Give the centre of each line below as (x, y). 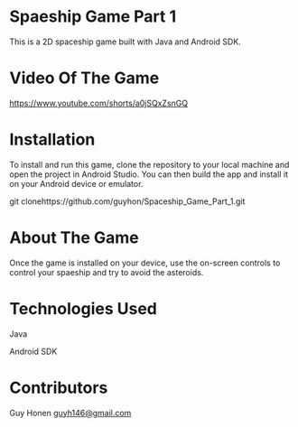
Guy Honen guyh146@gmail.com (70, 413)
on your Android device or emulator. (76, 183)
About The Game (74, 237)
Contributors (59, 388)
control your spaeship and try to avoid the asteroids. (107, 272)
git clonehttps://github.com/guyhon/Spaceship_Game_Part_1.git (127, 201)
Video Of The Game (84, 78)
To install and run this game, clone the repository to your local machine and (149, 164)
